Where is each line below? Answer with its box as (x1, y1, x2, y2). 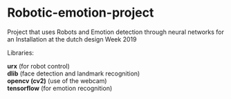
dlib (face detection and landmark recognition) (7, 69, 140, 78)
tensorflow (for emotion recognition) (7, 84, 113, 92)
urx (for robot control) (7, 62, 71, 70)
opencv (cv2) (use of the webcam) (7, 76, 107, 84)
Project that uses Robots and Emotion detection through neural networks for (7, 28, 225, 36)
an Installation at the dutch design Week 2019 (7, 35, 137, 43)
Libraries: (7, 48, 35, 57)
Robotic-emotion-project (7, 5, 154, 21)
